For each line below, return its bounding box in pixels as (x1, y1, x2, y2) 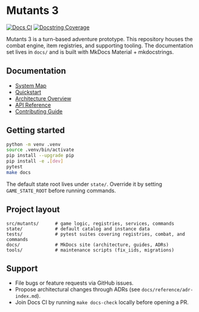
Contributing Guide (15, 107, 63, 115)
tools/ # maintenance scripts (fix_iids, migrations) (6, 247, 174, 253)
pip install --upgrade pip (6, 153, 74, 159)
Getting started (6, 125, 65, 136)
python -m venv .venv (6, 141, 61, 147)
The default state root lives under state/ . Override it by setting (6, 180, 162, 188)
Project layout (6, 204, 60, 215)
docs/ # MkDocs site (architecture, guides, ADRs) (6, 242, 169, 248)
